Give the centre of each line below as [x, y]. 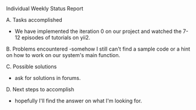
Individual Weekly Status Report [45, 9]
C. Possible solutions [31, 66]
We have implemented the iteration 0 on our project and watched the [98, 31]
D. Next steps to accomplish [40, 89]
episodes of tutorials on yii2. [56, 37]
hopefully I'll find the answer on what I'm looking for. [78, 101]
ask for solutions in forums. [48, 78]
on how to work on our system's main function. [63, 55]
